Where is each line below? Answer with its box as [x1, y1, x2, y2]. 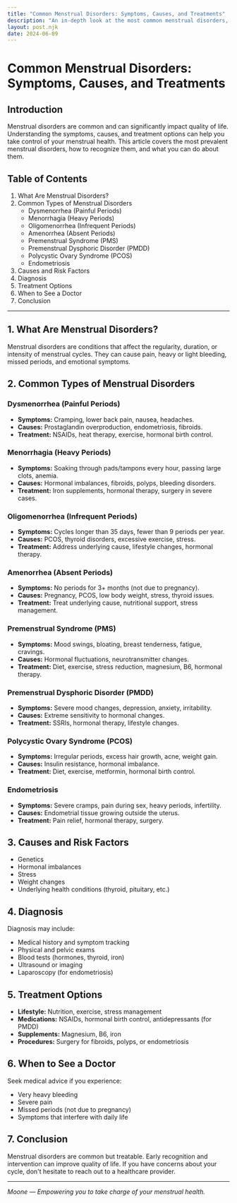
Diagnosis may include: [7, 925, 75, 933]
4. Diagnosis [7, 906, 63, 918]
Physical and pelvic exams [17, 946, 95, 954]
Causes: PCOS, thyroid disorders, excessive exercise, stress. [17, 535, 196, 544]
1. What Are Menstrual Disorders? [7, 324, 159, 336]
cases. [17, 494, 37, 502]
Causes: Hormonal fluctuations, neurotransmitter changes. [17, 655, 189, 663]
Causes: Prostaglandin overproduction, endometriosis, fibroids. [17, 422, 203, 431]
